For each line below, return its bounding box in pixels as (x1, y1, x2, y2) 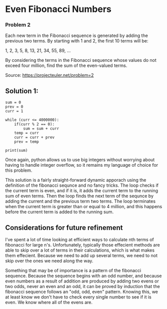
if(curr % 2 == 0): (14, 122, 55, 127)
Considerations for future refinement (5, 223, 123, 232)
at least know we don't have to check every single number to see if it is (5, 294, 151, 300)
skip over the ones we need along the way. (5, 258, 93, 264)
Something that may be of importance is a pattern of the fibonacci (5, 268, 141, 274)
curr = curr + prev (14, 135, 55, 140)
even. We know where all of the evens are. (5, 300, 92, 306)
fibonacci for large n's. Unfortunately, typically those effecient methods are (5, 242, 160, 248)
